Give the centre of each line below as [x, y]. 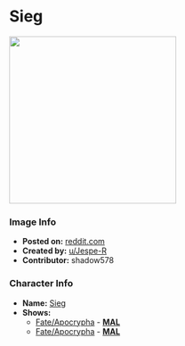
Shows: [36, 312]
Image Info [32, 222]
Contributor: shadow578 [68, 260]
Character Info [41, 284]
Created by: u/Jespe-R [64, 251]
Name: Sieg [44, 303]
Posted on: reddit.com [63, 242]
